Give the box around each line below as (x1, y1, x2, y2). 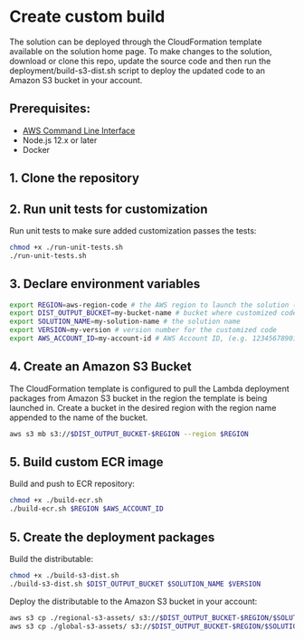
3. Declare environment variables (9, 276, 201, 291)
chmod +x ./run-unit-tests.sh (9, 243, 124, 252)
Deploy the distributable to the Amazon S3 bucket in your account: (9, 596, 258, 607)
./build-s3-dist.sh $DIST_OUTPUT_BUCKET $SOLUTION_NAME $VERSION (9, 579, 261, 588)
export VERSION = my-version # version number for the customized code (9, 326, 278, 335)
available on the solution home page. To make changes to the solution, (9, 45, 273, 56)
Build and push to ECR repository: (9, 478, 136, 490)
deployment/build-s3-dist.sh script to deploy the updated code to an (9, 65, 265, 76)
